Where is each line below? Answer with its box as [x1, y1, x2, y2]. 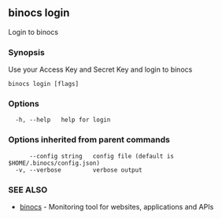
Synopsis [8, 46, 45, 58]
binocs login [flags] [8, 80, 80, 88]
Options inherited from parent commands [8, 134, 171, 145]
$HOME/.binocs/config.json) [8, 159, 101, 167]
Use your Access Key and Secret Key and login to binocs [8, 65, 193, 74]
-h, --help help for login [15, 116, 111, 124]
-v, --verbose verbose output [15, 165, 143, 174]
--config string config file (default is [28, 152, 175, 160]
